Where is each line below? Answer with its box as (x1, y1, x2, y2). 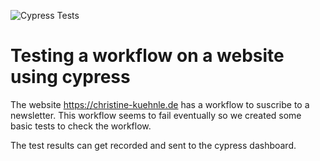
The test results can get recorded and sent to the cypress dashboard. (10, 139, 297, 151)
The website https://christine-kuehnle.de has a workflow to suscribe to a (10, 98, 310, 110)
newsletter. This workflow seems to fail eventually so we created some (10, 109, 302, 121)
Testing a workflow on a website (10, 45, 285, 67)
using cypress (10, 66, 131, 89)
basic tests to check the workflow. (10, 120, 152, 132)
